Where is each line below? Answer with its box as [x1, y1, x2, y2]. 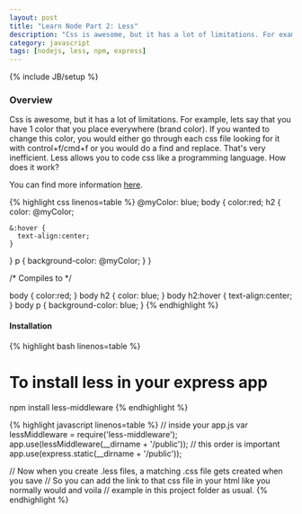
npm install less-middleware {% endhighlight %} [9, 401, 189, 412]
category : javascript [9, 38, 91, 48]
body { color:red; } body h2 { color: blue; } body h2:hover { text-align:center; [9, 290, 293, 302]
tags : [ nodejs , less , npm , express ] [9, 47, 147, 56]
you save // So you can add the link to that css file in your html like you [9, 474, 271, 486]
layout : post [9, 13, 58, 23]
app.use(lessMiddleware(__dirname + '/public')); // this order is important [9, 438, 280, 449]
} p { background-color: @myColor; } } [9, 256, 152, 266]
